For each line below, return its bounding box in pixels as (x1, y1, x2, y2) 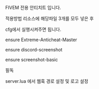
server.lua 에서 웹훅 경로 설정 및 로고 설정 (5, 78, 88, 84)
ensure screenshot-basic (5, 57, 58, 63)
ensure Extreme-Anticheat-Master (5, 37, 78, 43)
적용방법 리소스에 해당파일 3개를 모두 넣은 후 (5, 15, 94, 22)
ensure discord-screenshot (5, 47, 63, 52)
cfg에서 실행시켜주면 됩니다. (5, 26, 61, 32)
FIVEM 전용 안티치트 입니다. (5, 5, 61, 10)
